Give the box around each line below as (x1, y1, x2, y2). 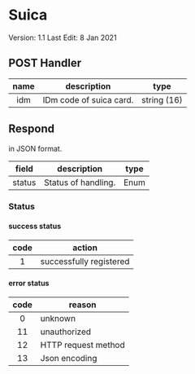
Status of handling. (43, 177, 116, 188)
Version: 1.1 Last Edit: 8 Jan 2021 (8, 33, 117, 42)
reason (68, 299, 97, 310)
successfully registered (40, 255, 130, 266)
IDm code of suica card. (42, 94, 134, 105)
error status (8, 279, 50, 288)
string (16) (141, 94, 183, 105)
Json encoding (40, 352, 97, 363)
